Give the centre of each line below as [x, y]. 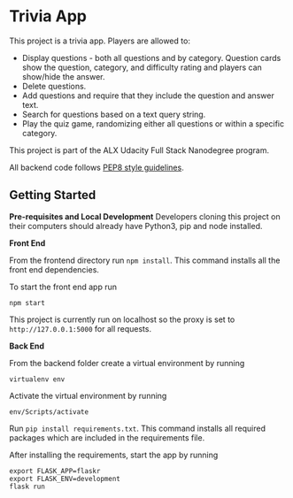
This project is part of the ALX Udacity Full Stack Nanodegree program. [139, 150]
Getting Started [53, 195]
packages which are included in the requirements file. [107, 437]
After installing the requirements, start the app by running [114, 455]
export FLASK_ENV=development [65, 479]
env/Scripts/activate [49, 412]
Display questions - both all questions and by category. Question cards [151, 57]
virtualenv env [37, 379]
